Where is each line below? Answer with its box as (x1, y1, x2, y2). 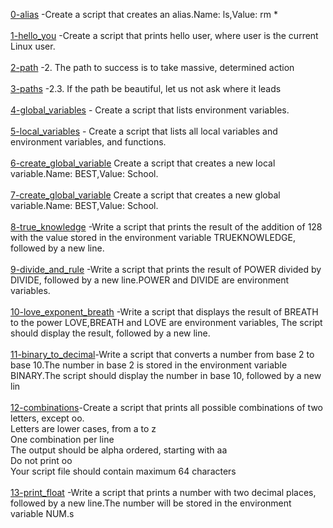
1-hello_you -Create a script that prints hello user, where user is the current (10, 30, 319, 41)
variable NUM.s (10, 508, 75, 519)
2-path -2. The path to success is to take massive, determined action (10, 62, 295, 73)
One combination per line (10, 434, 115, 445)
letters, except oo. (10, 412, 85, 424)
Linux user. (10, 40, 56, 52)
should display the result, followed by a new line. (10, 327, 211, 339)
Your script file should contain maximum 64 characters (10, 465, 237, 477)
